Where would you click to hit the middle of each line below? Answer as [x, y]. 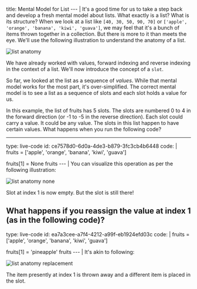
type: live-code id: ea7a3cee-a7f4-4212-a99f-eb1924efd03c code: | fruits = [98, 234]
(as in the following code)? [55, 220]
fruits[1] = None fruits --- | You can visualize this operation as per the [90, 164]
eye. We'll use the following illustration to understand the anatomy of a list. [96, 40]
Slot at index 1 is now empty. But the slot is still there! [70, 193]
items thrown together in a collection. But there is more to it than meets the [96, 34]
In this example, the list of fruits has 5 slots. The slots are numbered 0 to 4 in [98, 110]
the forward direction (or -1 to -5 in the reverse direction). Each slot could [94, 117]
